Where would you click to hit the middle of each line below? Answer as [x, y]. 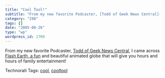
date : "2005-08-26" [25, 28]
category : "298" [22, 19]
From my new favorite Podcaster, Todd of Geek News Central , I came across [82, 50]
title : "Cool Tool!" [26, 10]
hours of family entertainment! [36, 61]
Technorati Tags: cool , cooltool [36, 70]
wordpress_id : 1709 [25, 37]
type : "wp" [16, 32]
